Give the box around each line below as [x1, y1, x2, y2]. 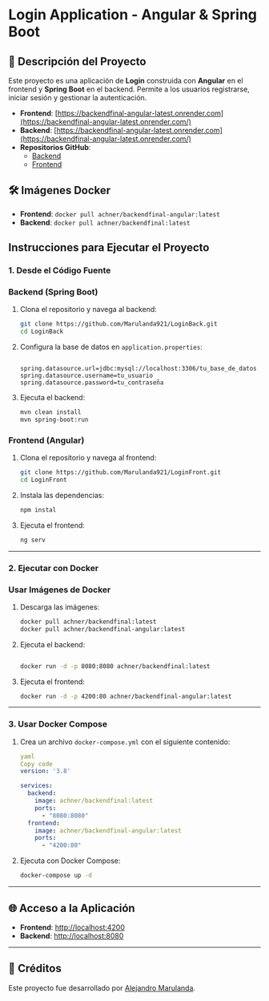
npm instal [19, 505, 57, 514]
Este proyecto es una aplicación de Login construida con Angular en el [8, 76, 243, 85]
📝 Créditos [8, 962, 62, 975]
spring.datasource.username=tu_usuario [19, 371, 154, 380]
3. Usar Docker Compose [8, 719, 108, 730]
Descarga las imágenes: [19, 602, 100, 611]
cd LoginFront [19, 476, 67, 484]
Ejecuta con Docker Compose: [19, 856, 121, 865]
